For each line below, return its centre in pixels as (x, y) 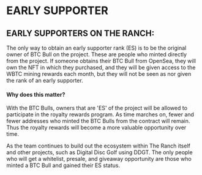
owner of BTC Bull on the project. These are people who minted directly (97, 54)
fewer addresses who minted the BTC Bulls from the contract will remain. (98, 121)
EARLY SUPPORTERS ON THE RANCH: (80, 33)
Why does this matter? (36, 94)
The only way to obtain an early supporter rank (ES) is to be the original (96, 48)
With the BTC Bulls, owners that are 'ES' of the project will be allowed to (97, 108)
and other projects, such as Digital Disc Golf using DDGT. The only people (99, 152)
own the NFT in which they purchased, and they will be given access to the (101, 67)
